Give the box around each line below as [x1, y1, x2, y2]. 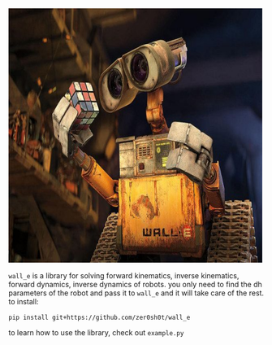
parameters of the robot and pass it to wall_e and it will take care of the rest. [8, 288, 265, 298]
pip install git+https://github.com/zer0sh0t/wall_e [8, 313, 191, 321]
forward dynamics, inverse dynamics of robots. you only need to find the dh [8, 280, 262, 289]
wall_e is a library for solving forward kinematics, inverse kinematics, [8, 271, 240, 280]
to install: [8, 297, 39, 306]
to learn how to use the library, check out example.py [8, 328, 184, 337]
